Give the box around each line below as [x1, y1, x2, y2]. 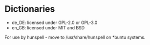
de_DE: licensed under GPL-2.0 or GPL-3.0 [11, 20, 98, 25]
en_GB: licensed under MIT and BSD [11, 24, 85, 30]
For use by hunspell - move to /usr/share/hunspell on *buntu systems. [4, 34, 146, 40]
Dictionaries [4, 3, 55, 15]
